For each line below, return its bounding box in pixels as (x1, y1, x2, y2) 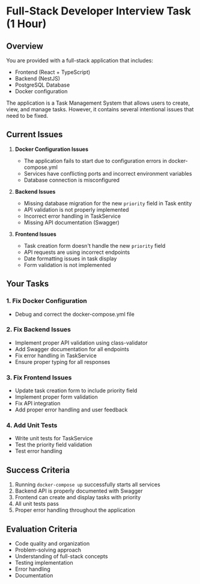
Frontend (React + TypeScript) (14, 69, 91, 76)
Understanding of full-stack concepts (14, 553, 108, 560)
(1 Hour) (6, 17, 47, 31)
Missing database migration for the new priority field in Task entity (23, 200, 192, 207)
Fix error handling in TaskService (14, 352, 97, 359)
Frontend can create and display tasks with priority (14, 494, 141, 501)
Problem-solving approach (14, 546, 82, 554)
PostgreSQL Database (14, 81, 70, 88)
